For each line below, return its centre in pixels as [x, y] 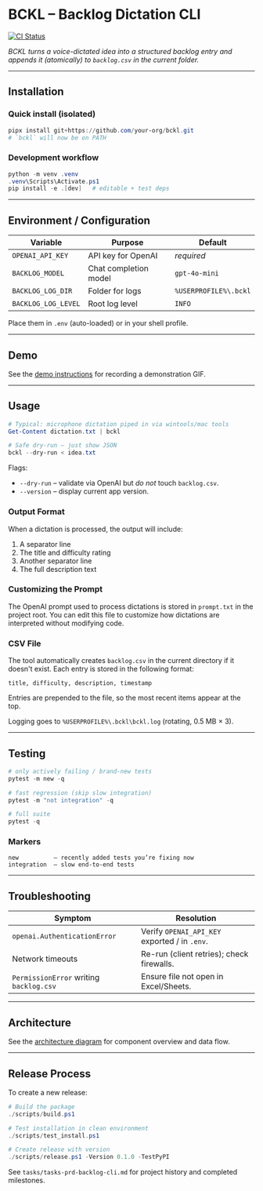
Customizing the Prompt [56, 589]
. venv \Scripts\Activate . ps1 [54, 181]
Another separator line [56, 561]
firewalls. [157, 964]
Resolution [196, 918]
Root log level [113, 304]
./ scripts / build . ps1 [42, 1114]
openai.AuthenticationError [64, 936]
